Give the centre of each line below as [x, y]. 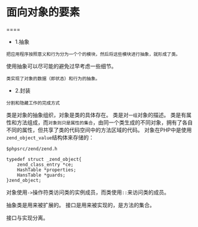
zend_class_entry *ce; [45, 165]
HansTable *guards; [41, 175]
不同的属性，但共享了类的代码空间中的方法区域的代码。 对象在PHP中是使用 [99, 130]
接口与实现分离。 [27, 217]
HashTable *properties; [47, 170]
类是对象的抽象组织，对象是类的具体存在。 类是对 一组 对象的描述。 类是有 [96, 115]
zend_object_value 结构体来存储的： [50, 137]
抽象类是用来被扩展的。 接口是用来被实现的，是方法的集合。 [80, 205]
